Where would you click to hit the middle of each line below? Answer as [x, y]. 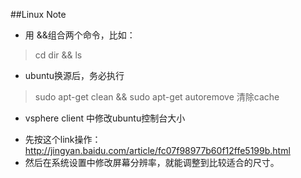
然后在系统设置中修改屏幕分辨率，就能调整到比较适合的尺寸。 [152, 162]
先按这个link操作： [63, 139]
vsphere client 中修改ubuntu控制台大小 [105, 118]
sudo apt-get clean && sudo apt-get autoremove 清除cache [157, 97]
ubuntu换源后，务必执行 [74, 75]
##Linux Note [38, 14]
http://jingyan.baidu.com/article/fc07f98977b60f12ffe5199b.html [157, 150]
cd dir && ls [58, 55]
